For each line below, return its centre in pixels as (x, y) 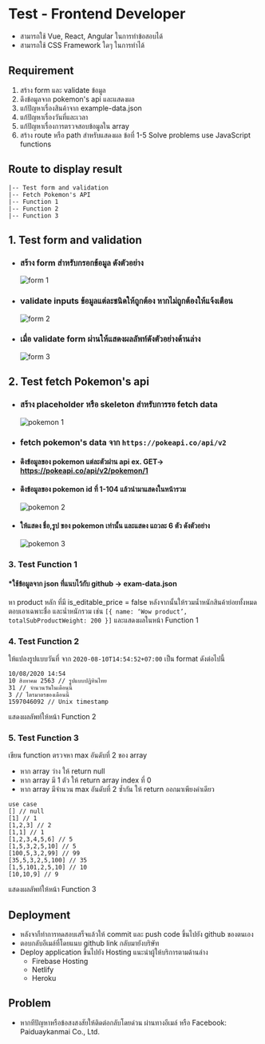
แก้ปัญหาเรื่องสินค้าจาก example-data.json (81, 108)
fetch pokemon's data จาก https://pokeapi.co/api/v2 (123, 442)
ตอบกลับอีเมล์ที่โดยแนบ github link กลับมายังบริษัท (89, 943)
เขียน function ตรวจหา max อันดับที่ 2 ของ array (78, 755)
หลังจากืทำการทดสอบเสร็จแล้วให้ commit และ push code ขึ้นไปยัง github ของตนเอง (136, 934)
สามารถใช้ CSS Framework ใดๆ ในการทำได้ (82, 45)
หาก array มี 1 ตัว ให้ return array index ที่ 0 (85, 780)
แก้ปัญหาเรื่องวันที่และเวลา (54, 117)
